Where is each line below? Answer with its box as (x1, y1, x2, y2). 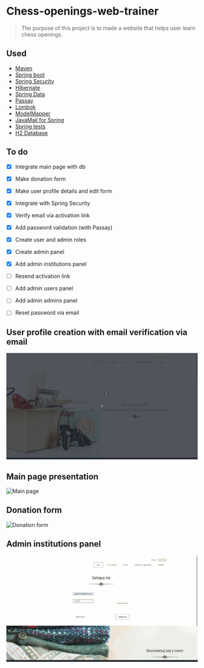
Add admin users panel (15, 284, 73, 292)
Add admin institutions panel (15, 260, 87, 268)
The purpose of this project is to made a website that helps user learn (21, 24, 195, 32)
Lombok (15, 103, 36, 111)
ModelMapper (15, 109, 51, 117)
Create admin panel (15, 248, 65, 255)
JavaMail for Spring (15, 116, 64, 123)
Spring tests (15, 123, 46, 130)
